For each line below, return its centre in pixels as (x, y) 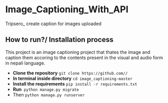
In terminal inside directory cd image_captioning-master (72, 78)
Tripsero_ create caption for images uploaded (53, 24)
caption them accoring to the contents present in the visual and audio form (84, 57)
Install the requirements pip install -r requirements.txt (75, 84)
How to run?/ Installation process (59, 40)
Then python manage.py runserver (49, 95)
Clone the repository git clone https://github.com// (70, 73)
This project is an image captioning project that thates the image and (78, 52)
